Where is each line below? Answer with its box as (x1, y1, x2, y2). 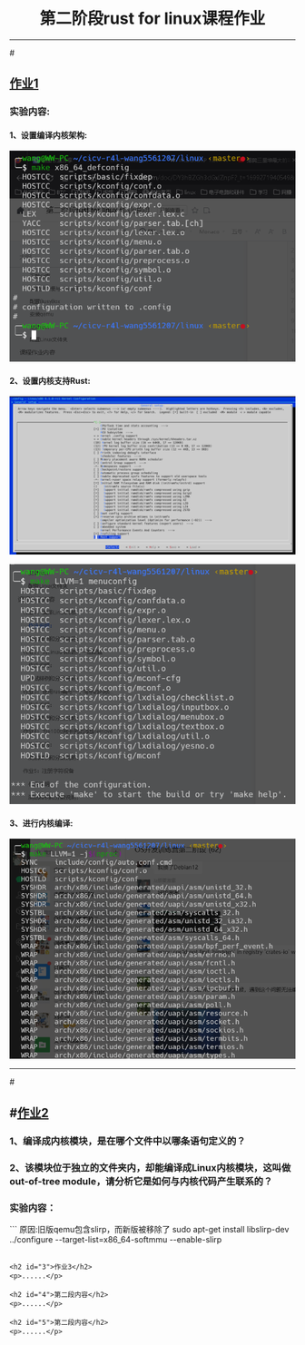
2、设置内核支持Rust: (9, 375, 91, 386)
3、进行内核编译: (9, 818, 74, 829)
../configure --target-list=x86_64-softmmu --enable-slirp (9, 1233, 222, 1244)
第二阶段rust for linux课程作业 (39, 8, 266, 29)
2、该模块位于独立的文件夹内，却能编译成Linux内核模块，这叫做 (9, 1161, 291, 1173)
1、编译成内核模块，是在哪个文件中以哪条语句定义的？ (9, 1134, 247, 1147)
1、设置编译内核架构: (9, 129, 88, 141)
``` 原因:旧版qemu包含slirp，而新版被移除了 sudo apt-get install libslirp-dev (9, 1223, 290, 1234)
